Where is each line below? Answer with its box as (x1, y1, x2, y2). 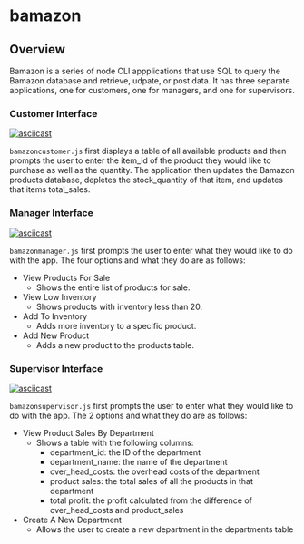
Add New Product (22, 330, 90, 341)
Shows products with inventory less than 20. (35, 301, 202, 312)
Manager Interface (9, 207, 93, 219)
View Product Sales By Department (22, 427, 154, 438)
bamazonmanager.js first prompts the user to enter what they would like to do (9, 245, 293, 256)
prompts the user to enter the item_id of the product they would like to (9, 155, 271, 166)
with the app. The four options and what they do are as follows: (9, 255, 246, 266)
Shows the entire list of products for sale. (35, 282, 191, 293)
